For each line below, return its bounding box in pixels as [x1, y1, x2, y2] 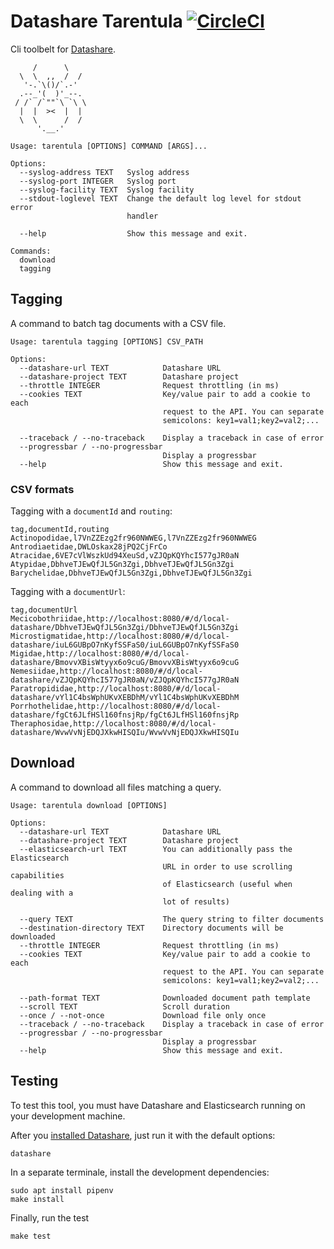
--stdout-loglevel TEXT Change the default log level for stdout [19, 193, 302, 204]
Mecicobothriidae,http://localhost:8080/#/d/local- [10, 614, 230, 624]
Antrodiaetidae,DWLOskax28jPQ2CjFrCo [10, 542, 168, 552]
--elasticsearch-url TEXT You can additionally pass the [19, 844, 293, 854]
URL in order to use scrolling [162, 861, 293, 872]
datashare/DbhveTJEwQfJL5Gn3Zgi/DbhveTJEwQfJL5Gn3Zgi [10, 623, 240, 633]
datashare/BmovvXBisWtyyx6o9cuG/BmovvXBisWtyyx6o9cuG [10, 658, 240, 668]
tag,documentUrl [10, 605, 78, 615]
